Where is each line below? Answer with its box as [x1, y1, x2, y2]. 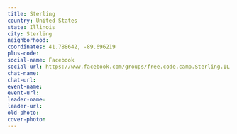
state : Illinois [7, 23, 55, 30]
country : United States [7, 17, 78, 24]
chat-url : [7, 76, 37, 84]
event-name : [7, 83, 43, 90]
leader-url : [7, 103, 43, 110]
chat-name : [7, 69, 40, 77]
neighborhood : [7, 37, 50, 44]
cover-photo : [7, 116, 46, 123]
